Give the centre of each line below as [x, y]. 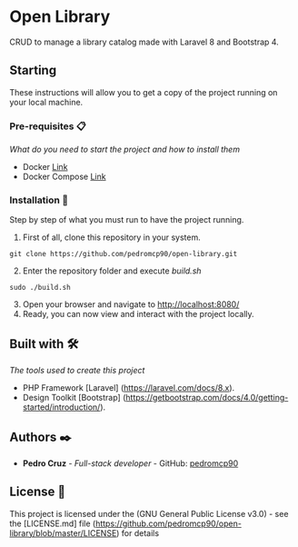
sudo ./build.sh [40, 288]
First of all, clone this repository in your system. [112, 237]
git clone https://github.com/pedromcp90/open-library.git [124, 254]
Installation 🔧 [39, 200]
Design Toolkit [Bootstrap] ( [74, 398]
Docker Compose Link [64, 177]
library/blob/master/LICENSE [63, 532]
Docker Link [45, 167]
